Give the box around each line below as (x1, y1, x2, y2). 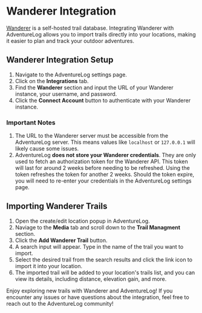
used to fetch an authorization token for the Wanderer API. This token (15, 158, 189, 165)
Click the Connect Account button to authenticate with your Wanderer (15, 96, 191, 104)
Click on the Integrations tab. (15, 77, 89, 84)
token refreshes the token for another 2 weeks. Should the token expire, (15, 171, 195, 178)
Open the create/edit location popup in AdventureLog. (15, 217, 150, 224)
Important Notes (6, 118, 56, 127)
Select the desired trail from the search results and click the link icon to (15, 256, 192, 263)
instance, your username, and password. (15, 90, 117, 98)
